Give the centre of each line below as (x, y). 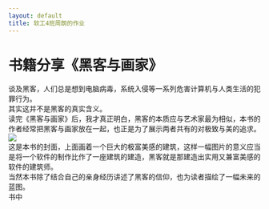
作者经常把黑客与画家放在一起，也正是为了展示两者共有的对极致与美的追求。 (134, 129)
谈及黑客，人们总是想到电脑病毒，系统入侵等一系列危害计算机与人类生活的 (131, 89)
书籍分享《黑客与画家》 (86, 65)
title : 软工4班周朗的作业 (47, 23)
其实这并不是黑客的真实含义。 (57, 109)
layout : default (35, 16)
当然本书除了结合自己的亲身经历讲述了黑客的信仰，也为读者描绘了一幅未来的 (134, 177)
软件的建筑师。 (33, 167)
